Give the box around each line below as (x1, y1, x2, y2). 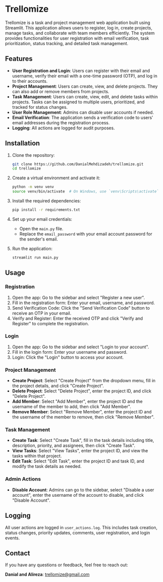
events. (5, 535, 20, 541)
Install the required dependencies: (12, 198, 81, 204)
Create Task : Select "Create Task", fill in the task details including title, (12, 437, 155, 443)
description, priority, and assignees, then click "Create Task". (12, 442, 136, 449)
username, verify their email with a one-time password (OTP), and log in (12, 73, 158, 79)
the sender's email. (19, 236, 59, 242)
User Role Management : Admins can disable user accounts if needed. (12, 109, 154, 115)
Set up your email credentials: (12, 216, 72, 222)
